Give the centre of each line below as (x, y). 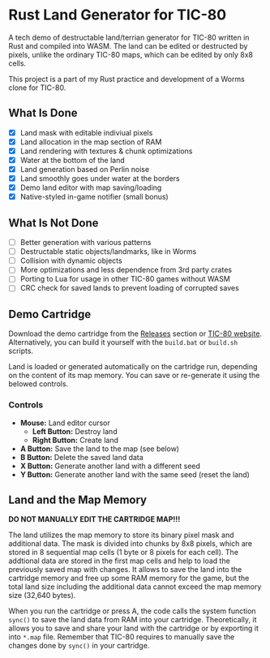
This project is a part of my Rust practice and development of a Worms (126, 79)
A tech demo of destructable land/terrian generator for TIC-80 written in (129, 37)
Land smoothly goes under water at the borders (100, 178)
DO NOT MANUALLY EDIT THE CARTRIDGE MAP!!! (94, 519)
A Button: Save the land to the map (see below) (100, 449)
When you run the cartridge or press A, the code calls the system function (133, 611)
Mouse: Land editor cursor (65, 423)
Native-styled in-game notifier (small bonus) (94, 197)
